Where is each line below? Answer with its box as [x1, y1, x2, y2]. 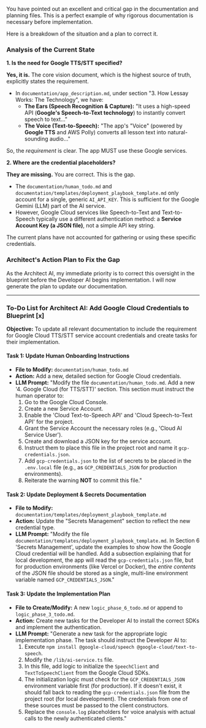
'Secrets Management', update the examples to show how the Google [15, 543, 191, 551]
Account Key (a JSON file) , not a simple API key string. [15, 222, 155, 229]
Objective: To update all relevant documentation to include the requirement [6, 325, 197, 332]
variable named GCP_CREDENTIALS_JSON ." [15, 576, 115, 583]
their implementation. [6, 338, 60, 345]
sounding [24, 135, 48, 143]
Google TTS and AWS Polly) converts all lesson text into [24, 129, 167, 136]
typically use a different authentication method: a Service [36, 215, 182, 223]
